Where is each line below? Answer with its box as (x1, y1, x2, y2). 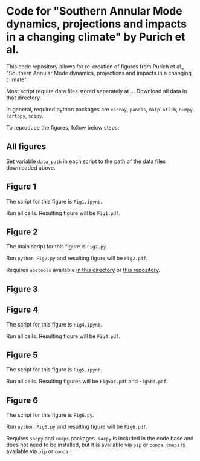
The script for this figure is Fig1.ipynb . (6, 197, 103, 205)
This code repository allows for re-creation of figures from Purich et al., (6, 62, 184, 70)
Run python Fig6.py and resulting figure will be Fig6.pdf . (6, 423, 148, 431)
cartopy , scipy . (6, 112, 44, 119)
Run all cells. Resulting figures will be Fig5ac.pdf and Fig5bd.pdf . (6, 377, 168, 385)
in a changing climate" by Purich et (6, 30, 185, 44)
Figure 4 (6, 305, 39, 315)
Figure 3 (6, 284, 38, 294)
